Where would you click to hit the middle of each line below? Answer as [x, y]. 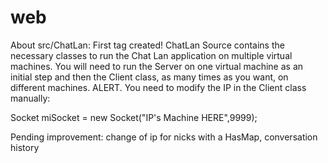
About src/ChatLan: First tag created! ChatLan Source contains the [147, 45]
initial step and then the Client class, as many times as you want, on [149, 77]
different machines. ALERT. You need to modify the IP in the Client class [158, 87]
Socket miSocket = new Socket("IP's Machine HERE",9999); [134, 117]
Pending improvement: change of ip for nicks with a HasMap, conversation [164, 137]
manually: [30, 98]
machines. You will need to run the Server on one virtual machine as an [157, 66]
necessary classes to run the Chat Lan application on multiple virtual [151, 55]
